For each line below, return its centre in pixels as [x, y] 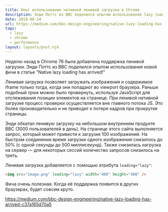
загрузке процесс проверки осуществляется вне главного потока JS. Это [84, 103]
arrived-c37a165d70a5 [28, 204]
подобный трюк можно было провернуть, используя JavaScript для [77, 92]
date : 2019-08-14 [23, 19]
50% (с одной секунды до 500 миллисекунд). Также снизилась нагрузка [83, 145]
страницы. [16, 114]
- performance [24, 43]
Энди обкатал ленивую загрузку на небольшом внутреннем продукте [80, 123]
